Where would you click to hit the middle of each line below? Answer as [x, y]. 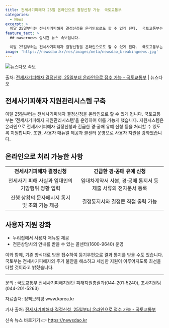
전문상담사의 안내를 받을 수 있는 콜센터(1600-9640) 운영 [68, 244]
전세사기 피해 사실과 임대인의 [40, 181]
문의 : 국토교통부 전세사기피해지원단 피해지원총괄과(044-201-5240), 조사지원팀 [83, 283]
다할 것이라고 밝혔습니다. [29, 268]
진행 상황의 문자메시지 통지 [40, 198]
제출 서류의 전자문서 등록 [120, 188]
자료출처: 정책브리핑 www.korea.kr [40, 299]
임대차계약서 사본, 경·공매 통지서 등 [120, 181]
